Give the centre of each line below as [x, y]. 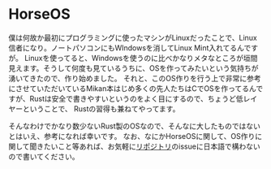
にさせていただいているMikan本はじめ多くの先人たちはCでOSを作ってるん [132, 88]
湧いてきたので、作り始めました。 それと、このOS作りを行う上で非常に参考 [135, 78]
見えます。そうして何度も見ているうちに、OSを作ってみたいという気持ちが [133, 68]
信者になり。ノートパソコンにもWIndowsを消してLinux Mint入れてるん [126, 48]
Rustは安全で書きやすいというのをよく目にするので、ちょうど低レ [140, 98]
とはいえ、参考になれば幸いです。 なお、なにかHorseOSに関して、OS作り [132, 136]
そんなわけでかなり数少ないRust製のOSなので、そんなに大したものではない [135, 126]
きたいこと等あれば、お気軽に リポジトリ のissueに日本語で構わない [148, 146]
